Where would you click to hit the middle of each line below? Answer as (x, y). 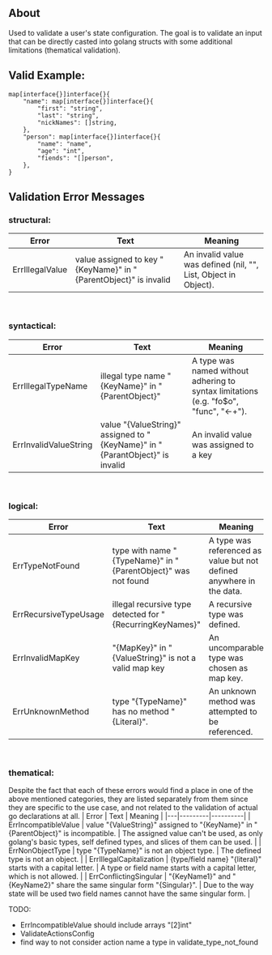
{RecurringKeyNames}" (156, 625)
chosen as (228, 667)
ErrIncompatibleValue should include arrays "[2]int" (106, 925)
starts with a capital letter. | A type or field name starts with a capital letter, (132, 868)
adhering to (214, 381)
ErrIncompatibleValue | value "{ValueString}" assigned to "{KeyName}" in (130, 825)
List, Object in (210, 275)
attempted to (233, 711)
